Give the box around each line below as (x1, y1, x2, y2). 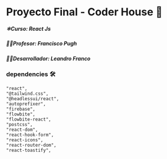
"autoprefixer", (6, 101, 46, 107)
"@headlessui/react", (6, 96, 60, 102)
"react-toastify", (6, 147, 51, 154)
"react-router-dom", (6, 143, 57, 148)
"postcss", (6, 122, 33, 128)
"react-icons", (6, 137, 44, 143)
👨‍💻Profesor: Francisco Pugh (6, 40, 77, 47)
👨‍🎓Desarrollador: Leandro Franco (6, 55, 91, 62)
